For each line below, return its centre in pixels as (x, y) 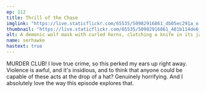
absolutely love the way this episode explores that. (70, 83)
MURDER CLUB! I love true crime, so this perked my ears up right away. (97, 63)
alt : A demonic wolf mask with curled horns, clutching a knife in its (100, 35)
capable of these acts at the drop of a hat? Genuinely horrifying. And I (94, 76)
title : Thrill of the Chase (42, 18)
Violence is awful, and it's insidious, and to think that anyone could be (94, 70)
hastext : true (25, 46)
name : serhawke (26, 40)
